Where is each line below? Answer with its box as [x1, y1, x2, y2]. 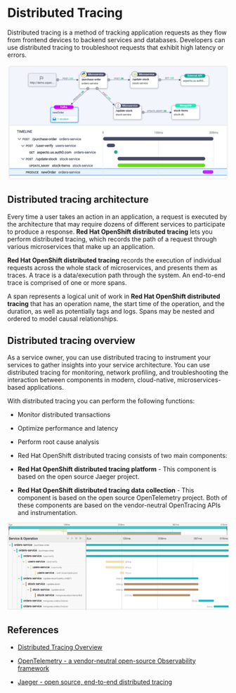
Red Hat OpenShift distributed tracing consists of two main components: [17, 452, 228, 460]
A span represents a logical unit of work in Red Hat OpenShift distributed [7, 292, 221, 300]
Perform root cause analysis [17, 438, 100, 446]
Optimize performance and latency [17, 424, 119, 433]
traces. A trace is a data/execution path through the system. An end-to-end [7, 271, 226, 279]
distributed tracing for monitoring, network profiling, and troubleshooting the [7, 368, 229, 377]
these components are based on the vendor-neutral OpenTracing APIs [17, 501, 221, 509]
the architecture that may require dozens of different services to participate [7, 220, 225, 228]
